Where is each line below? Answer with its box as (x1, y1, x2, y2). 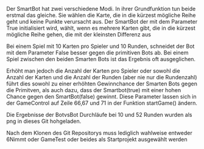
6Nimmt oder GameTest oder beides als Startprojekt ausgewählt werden (6, 136, 188, 143)
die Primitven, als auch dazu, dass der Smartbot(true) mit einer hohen (6, 87, 181, 93)
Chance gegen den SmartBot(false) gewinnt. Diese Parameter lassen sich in (6, 93, 197, 100)
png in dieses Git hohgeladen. (6, 118, 82, 125)
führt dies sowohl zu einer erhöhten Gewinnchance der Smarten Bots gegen (6, 80, 198, 87)
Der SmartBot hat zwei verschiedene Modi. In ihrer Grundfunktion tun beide (6, 5, 196, 12)
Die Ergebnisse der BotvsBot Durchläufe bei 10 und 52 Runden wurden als (6, 111, 192, 118)
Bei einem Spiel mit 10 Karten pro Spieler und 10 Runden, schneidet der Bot (6, 42, 195, 50)
